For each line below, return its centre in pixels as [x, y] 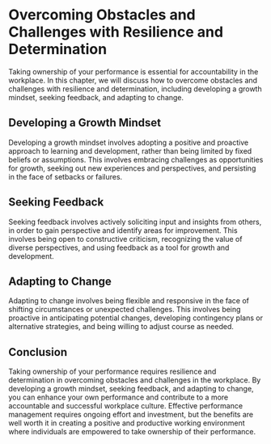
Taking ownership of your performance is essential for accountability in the [133, 71]
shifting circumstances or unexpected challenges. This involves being [125, 310]
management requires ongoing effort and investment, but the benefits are [131, 415]
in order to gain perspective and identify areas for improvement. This [123, 230]
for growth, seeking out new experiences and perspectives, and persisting [132, 168]
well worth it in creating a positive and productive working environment [127, 423]
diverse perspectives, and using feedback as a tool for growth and [119, 247]
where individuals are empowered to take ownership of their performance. [132, 432]
